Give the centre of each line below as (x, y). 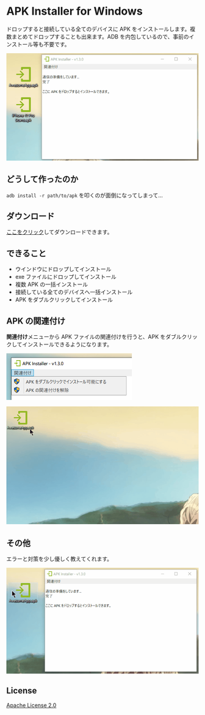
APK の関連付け (36, 321)
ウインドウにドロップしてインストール (63, 269)
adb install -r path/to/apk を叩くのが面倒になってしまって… (85, 195)
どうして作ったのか (42, 180)
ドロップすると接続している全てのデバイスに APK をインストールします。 (98, 29)
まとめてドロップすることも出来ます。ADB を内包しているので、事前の (100, 36)
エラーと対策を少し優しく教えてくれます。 (59, 558)
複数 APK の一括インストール (52, 284)
